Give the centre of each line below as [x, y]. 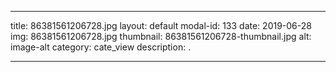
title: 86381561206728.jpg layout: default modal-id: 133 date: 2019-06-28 [161, 25]
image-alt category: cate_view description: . [101, 47]
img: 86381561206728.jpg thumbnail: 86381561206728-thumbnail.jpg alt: [161, 36]
